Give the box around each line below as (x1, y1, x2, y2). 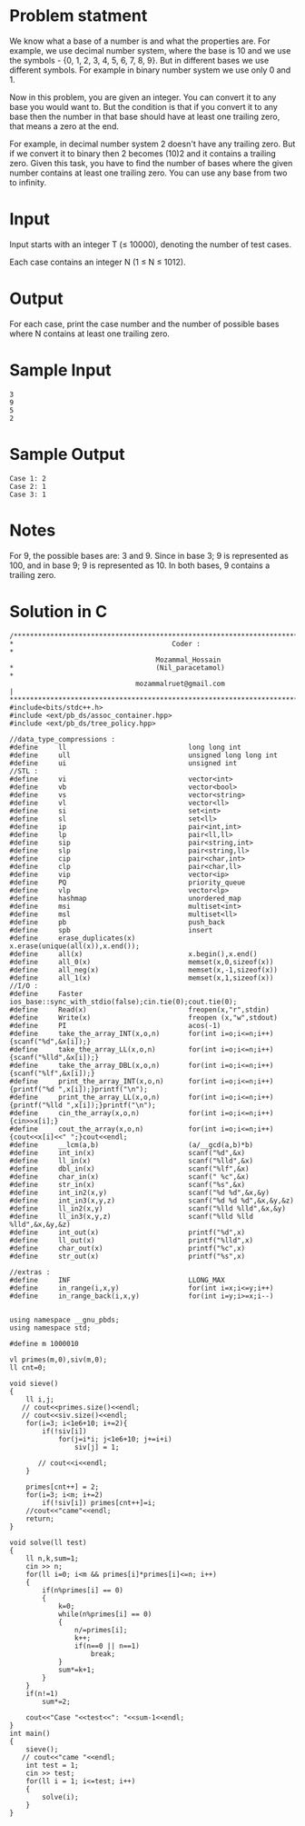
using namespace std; (9, 1323, 92, 1332)
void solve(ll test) (9, 1538, 88, 1547)
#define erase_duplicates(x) (9, 933, 136, 943)
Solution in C (9, 601, 107, 622)
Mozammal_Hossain (155, 655, 221, 664)
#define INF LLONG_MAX (9, 1275, 225, 1284)
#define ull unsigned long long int (9, 751, 279, 760)
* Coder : (9, 639, 202, 648)
